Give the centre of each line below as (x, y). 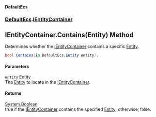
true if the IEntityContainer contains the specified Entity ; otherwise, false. (78, 109)
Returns (13, 93)
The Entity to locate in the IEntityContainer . (48, 82)
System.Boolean (21, 104)
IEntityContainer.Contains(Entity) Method (70, 35)
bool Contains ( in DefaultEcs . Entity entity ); (52, 56)
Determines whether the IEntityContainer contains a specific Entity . (72, 46)
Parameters (17, 66)
